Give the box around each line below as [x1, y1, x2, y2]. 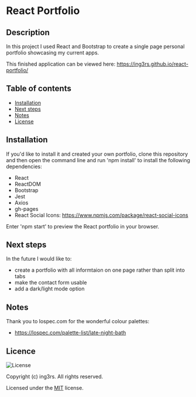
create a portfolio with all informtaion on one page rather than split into [14, 266, 185, 273]
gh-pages [14, 205, 39, 212]
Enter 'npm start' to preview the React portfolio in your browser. [6, 223, 160, 230]
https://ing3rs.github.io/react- [116, 60, 189, 67]
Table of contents [6, 84, 71, 94]
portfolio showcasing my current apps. [6, 49, 99, 56]
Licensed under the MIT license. [6, 385, 84, 392]
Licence [6, 346, 36, 356]
